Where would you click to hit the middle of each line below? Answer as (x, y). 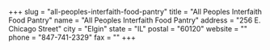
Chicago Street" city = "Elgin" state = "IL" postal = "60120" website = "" (128, 29)
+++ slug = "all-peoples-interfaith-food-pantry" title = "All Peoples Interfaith (135, 12)
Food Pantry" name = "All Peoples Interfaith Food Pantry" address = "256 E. (135, 20)
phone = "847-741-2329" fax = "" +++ (72, 37)
